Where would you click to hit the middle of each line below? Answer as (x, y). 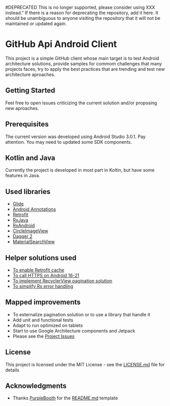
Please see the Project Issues (44, 336)
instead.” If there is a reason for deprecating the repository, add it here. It (82, 13)
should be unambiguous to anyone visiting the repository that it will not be (83, 18)
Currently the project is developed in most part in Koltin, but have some (80, 170)
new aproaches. (22, 108)
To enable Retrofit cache (38, 270)
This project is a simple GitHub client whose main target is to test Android (82, 58)
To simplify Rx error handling (43, 286)
